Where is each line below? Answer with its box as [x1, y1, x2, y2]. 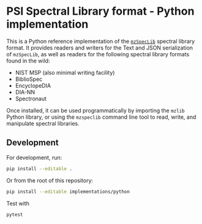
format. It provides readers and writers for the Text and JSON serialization [6, 44, 193, 51]
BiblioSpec [15, 75, 43, 83]
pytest [6, 211, 23, 218]
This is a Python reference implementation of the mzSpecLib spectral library [6, 37, 195, 45]
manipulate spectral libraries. [6, 119, 80, 127]
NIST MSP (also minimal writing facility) [15, 69, 115, 76]
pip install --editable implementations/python [6, 189, 130, 195]
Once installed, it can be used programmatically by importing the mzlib [6, 106, 185, 114]
